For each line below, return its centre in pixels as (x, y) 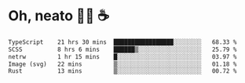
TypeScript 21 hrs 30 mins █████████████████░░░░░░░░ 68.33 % (122, 42)
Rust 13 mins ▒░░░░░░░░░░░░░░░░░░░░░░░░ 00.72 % (122, 71)
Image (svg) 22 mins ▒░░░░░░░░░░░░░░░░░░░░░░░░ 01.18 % (122, 64)
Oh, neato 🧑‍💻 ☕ (59, 16)
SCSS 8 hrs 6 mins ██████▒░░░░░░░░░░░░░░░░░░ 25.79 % (122, 49)
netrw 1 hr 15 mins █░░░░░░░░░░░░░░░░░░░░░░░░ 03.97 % (122, 56)
